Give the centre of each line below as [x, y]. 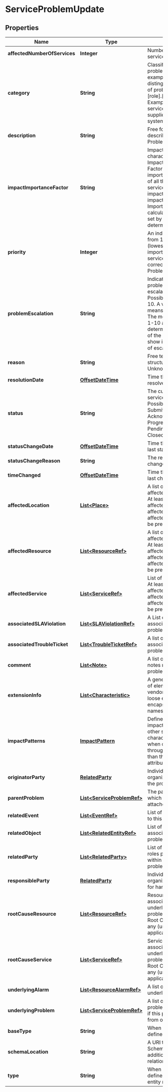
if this [154, 1014]
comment [19, 665]
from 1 [155, 239]
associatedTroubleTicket [38, 644]
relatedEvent [23, 815]
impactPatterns [26, 741]
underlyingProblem [31, 1010]
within [154, 860]
